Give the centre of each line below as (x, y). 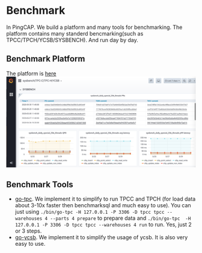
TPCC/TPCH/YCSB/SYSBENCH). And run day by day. (72, 40)
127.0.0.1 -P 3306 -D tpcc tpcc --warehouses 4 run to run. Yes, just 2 (103, 225)
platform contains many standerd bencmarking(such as (75, 33)
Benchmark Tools (40, 184)
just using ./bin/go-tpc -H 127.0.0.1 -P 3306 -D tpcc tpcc (90, 212)
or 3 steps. (28, 231)
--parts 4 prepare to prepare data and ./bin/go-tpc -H (121, 218)
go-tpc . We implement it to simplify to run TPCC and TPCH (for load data (105, 199)
